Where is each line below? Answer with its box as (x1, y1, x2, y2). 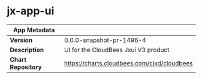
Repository (10, 63, 42, 71)
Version (10, 36, 33, 44)
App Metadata (13, 26, 55, 34)
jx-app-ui (7, 4, 55, 18)
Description (10, 45, 44, 54)
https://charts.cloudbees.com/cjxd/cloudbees (64, 59, 193, 67)
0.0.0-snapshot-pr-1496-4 (64, 36, 146, 44)
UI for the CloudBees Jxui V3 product (64, 45, 170, 54)
